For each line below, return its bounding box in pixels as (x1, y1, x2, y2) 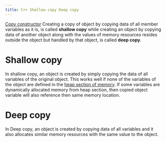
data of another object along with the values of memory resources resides (5, 31, 158, 37)
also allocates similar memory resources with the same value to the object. (5, 131, 159, 137)
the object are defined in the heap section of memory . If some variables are (5, 81, 161, 87)
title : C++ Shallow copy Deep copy (5, 7, 79, 12)
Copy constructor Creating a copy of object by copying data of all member (5, 21, 159, 27)
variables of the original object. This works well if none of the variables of (5, 76, 156, 82)
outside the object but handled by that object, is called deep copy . (5, 37, 142, 43)
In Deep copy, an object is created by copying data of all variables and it (5, 126, 154, 132)
